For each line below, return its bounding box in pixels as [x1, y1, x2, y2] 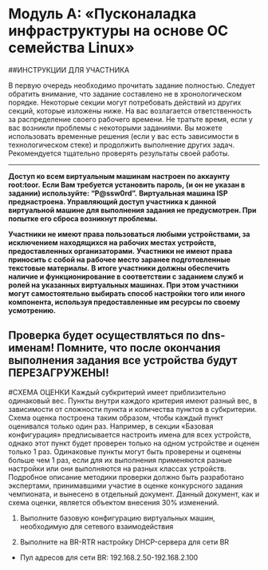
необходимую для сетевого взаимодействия [19, 521, 174, 531]
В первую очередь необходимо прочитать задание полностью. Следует [8, 81, 255, 90]
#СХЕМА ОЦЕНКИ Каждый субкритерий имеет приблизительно [8, 387, 227, 397]
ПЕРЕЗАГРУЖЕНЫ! [8, 366, 109, 380]
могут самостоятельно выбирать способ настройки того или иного [8, 288, 246, 298]
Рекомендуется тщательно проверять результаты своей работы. [8, 148, 230, 158]
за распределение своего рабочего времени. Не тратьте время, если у [8, 114, 253, 124]
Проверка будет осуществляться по [8, 329, 199, 342]
